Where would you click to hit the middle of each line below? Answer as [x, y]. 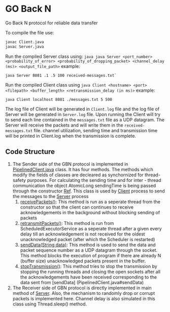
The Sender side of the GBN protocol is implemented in [70, 164]
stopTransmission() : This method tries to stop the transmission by [89, 266]
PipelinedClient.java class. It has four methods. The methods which [83, 169]
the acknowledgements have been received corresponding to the [89, 277]
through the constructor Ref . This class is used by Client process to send [89, 191]
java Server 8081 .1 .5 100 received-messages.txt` [61, 75]
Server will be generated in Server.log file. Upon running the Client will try [83, 114]
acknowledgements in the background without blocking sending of [90, 212]
